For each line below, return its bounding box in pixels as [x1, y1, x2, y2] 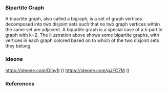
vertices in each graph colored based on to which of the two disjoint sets [5, 37, 159, 43]
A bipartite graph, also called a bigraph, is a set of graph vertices [5, 16, 142, 22]
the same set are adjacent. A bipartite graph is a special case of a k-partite [5, 27, 163, 33]
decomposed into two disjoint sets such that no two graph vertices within [5, 21, 160, 27]
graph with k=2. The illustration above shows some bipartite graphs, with [5, 32, 160, 38]
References [5, 80, 35, 87]
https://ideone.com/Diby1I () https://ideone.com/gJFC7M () [5, 67, 130, 73]
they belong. [5, 43, 32, 49]
